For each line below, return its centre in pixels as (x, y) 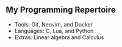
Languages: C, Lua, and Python (54, 31)
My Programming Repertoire (61, 10)
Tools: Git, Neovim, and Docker (53, 24)
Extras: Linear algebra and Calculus (59, 37)
